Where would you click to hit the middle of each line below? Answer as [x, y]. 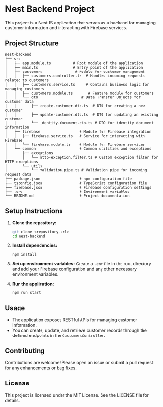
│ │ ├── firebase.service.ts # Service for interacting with [75, 136]
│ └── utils [24, 166]
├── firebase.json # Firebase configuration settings [78, 187]
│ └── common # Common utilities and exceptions [78, 149]
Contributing [25, 351]
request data [18, 174]
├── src [13, 59]
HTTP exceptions [21, 162]
